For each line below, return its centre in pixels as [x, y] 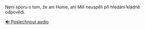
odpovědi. [15, 12]
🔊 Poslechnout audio [27, 22]
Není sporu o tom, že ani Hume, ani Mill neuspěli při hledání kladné [72, 7]
